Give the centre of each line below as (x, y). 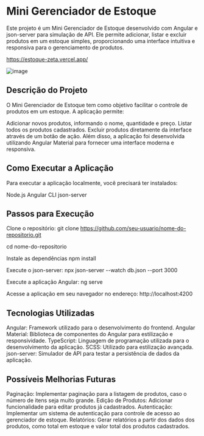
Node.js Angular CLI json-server (47, 195)
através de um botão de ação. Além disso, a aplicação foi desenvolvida (96, 136)
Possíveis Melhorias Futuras (61, 379)
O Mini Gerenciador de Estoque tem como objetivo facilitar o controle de (97, 105)
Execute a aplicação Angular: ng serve (55, 282)
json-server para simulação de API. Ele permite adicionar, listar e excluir (97, 34)
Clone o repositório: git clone (43, 228)
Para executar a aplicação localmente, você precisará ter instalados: (92, 183)
